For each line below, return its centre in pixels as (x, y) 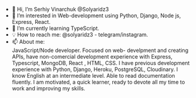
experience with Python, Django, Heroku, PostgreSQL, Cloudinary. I (95, 69)
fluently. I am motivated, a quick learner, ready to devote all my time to (98, 82)
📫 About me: (28, 42)
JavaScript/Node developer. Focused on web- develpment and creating (100, 50)
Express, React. (31, 22)
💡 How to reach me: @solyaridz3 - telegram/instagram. (80, 35)
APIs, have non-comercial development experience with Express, (92, 56)
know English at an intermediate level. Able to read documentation (93, 76)
